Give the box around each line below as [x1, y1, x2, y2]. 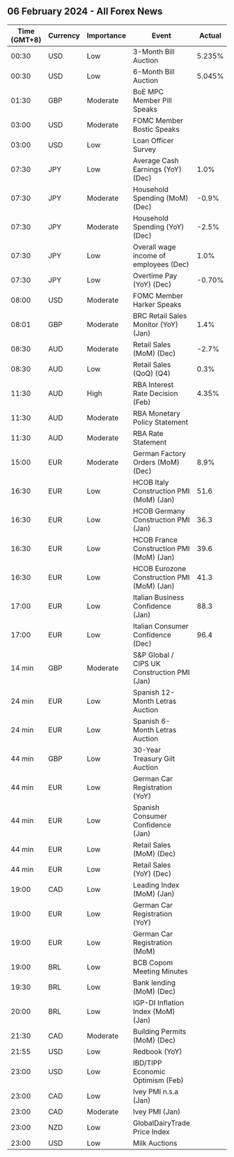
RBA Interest [132, 379, 174, 389]
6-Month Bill [132, 66, 175, 76]
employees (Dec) [132, 259, 189, 269]
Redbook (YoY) [132, 1046, 182, 1056]
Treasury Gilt [132, 753, 175, 763]
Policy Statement [132, 417, 189, 427]
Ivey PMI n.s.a [132, 1087, 179, 1096]
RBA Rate [132, 428, 164, 438]
